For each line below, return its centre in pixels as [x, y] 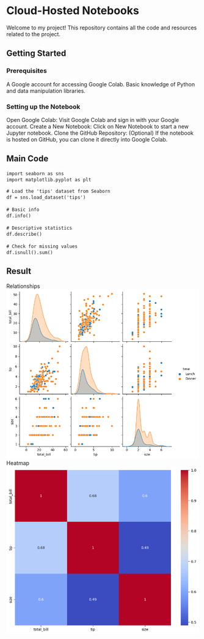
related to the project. [34, 34]
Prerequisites [27, 71]
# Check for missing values [42, 246]
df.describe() [24, 234]
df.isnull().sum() [30, 252]
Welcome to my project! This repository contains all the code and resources [102, 28]
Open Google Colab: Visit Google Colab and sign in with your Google [93, 119]
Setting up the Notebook [43, 107]
